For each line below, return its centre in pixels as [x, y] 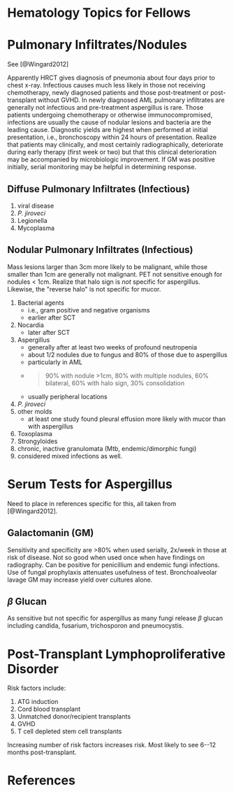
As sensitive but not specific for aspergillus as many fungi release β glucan [115, 618]
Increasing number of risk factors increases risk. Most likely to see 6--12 [112, 745]
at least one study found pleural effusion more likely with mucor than [126, 419]
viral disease [36, 206]
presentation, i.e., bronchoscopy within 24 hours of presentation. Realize [112, 137]
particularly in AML [55, 362]
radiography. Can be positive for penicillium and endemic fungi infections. [114, 565]
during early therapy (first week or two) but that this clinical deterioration [112, 152]
